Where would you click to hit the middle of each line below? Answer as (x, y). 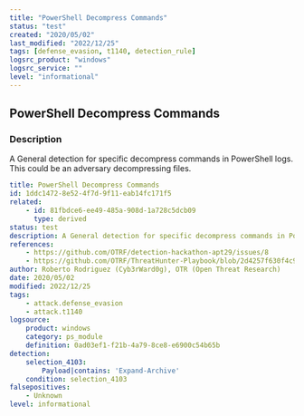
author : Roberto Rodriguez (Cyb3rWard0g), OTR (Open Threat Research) (145, 270)
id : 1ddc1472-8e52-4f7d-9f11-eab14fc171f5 (90, 194)
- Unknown (44, 396)
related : (26, 202)
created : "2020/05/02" (52, 34)
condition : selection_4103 (76, 379)
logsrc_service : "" (46, 69)
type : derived (60, 218)
